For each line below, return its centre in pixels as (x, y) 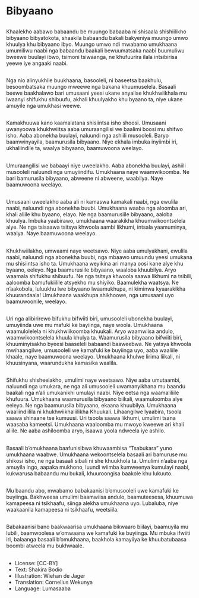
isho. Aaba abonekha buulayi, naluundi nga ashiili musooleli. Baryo (88, 136)
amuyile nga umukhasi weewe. (44, 105)
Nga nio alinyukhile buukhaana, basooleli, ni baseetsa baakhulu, (84, 80)
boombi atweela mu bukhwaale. (45, 546)
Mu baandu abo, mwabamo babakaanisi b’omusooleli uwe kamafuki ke (93, 491)
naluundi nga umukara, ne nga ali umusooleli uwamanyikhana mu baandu (96, 387)
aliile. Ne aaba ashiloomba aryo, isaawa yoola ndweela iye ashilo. (86, 431)
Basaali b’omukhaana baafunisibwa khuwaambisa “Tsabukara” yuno (89, 448)
